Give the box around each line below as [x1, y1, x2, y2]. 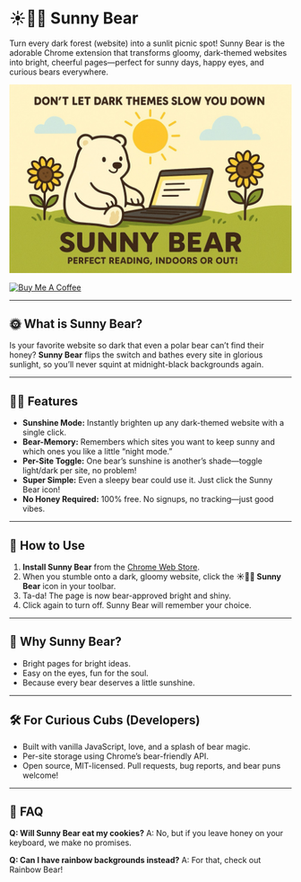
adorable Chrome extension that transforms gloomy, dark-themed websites [9, 47, 288, 57]
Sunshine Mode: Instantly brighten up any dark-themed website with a [21, 418, 285, 428]
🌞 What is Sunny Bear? [9, 316, 143, 331]
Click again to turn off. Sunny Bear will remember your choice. [21, 600, 253, 611]
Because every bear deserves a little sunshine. [21, 677, 195, 688]
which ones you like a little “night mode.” [21, 446, 173, 457]
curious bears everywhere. [9, 66, 109, 77]
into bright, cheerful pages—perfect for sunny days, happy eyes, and [9, 57, 264, 67]
